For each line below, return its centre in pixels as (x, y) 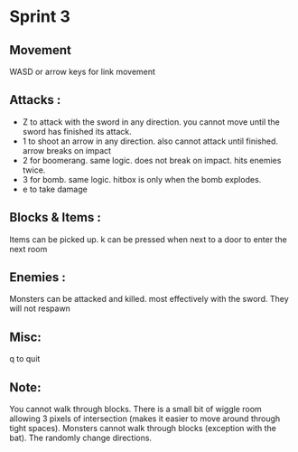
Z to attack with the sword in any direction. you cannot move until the (151, 122)
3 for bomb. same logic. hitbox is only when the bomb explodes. (142, 179)
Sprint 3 (40, 17)
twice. (34, 170)
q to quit (25, 359)
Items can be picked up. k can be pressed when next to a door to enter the (148, 239)
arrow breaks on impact (66, 150)
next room (28, 249)
